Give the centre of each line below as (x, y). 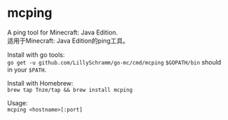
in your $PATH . (27, 69)
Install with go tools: (36, 55)
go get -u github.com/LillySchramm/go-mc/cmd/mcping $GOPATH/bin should (114, 62)
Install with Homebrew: (40, 83)
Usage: (17, 102)
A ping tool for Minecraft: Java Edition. (63, 32)
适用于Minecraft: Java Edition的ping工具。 (68, 41)
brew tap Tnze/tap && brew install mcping (70, 90)
